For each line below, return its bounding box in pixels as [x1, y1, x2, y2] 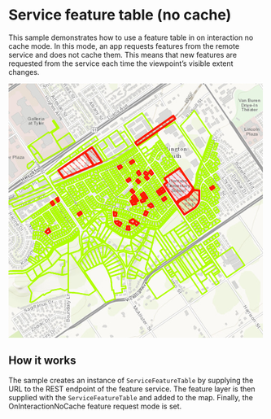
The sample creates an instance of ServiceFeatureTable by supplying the [8, 375, 254, 385]
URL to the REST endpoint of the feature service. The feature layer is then [8, 384, 256, 394]
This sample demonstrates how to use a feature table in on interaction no [8, 33, 254, 42]
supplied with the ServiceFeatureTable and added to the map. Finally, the [8, 392, 254, 402]
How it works [8, 354, 76, 368]
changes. [8, 67, 40, 76]
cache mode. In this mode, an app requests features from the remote [8, 41, 240, 50]
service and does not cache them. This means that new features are [8, 50, 238, 59]
